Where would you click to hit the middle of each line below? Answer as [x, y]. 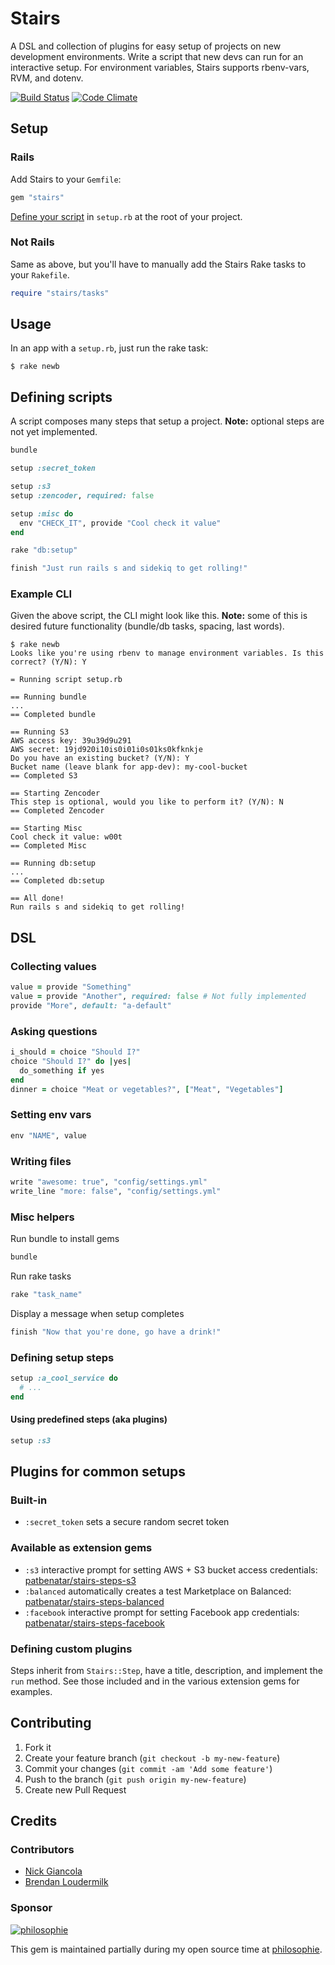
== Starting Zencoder [55, 793]
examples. [31, 1691]
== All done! [37, 898]
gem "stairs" [37, 197]
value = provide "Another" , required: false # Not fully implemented [158, 997]
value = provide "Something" [71, 987]
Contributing [51, 1723]
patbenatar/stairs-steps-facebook [94, 1623]
